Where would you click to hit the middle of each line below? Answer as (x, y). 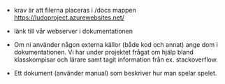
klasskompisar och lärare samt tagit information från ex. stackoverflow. (116, 59)
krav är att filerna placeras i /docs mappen (75, 10)
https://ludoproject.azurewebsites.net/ (69, 17)
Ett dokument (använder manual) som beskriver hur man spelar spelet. (115, 73)
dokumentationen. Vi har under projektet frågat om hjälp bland (104, 52)
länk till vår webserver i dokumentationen (73, 31)
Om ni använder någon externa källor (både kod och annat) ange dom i (116, 44)
